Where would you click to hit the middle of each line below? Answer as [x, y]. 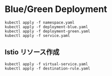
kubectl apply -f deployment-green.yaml [48, 31]
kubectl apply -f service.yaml [37, 35]
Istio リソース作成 [32, 52]
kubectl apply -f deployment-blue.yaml [46, 27]
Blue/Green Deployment [56, 9]
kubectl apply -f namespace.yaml [40, 22]
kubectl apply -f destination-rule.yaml [48, 68]
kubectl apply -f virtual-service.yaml [46, 64]
